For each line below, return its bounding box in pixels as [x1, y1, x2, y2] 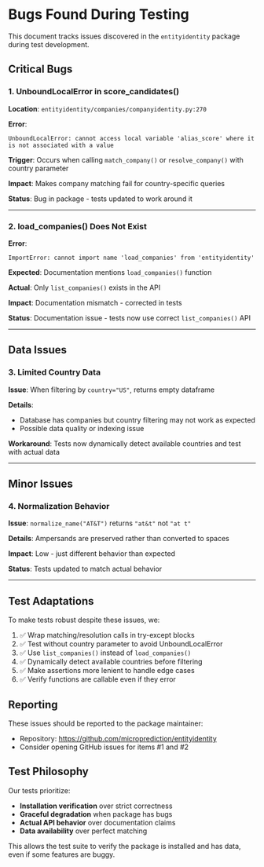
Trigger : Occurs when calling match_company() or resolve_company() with [8, 155, 244, 164]
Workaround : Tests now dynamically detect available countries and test [8, 438, 241, 448]
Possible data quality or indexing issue [19, 423, 145, 433]
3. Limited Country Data [8, 367, 101, 378]
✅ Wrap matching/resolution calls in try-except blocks [19, 631, 195, 640]
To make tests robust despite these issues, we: [8, 615, 160, 625]
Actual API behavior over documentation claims [19, 818, 176, 827]
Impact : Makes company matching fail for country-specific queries [8, 178, 225, 188]
